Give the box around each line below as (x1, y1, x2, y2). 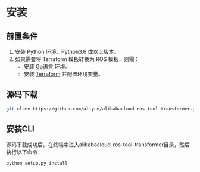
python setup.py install (6, 160, 68, 166)
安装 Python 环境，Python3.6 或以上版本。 (14, 48, 120, 55)
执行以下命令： (6, 148, 43, 155)
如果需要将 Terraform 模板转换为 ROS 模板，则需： (14, 56, 140, 63)
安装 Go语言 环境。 (23, 63, 71, 70)
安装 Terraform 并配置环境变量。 (23, 70, 104, 78)
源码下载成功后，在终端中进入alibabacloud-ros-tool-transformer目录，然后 (6, 141, 190, 148)
